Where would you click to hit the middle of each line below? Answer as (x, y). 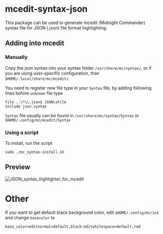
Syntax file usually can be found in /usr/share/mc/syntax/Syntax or (72, 115)
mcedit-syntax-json (46, 9)
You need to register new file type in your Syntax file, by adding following (78, 88)
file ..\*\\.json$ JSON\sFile (36, 102)
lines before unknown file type (34, 93)
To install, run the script (29, 143)
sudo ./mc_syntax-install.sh (35, 152)
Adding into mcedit (35, 43)
